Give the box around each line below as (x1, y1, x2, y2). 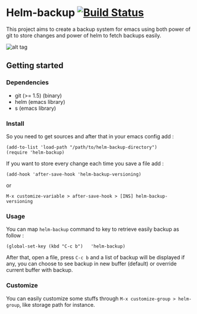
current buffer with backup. (6, 267, 73, 274)
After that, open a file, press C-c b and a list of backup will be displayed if (6, 254, 185, 261)
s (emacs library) (14, 104, 56, 112)
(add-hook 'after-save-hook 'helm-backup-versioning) (6, 171, 142, 177)
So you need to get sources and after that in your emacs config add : (6, 132, 174, 139)
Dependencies (6, 78, 49, 87)
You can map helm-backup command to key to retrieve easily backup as (6, 226, 179, 233)
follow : (6, 232, 24, 239)
